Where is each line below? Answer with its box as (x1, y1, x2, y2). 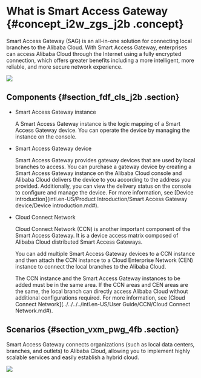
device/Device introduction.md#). (15, 202, 99, 209)
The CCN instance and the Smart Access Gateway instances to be (15, 275, 180, 282)
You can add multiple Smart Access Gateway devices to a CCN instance (15, 250, 196, 257)
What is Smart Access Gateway (6, 4, 168, 18)
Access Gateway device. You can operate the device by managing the (15, 126, 190, 134)
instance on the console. (15, 132, 77, 140)
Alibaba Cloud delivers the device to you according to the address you (15, 176, 191, 183)
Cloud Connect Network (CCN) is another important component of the (15, 225, 191, 232)
